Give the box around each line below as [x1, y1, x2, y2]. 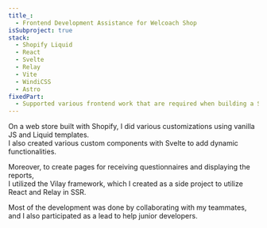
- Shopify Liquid [15, 41, 73, 49]
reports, [8, 171, 34, 180]
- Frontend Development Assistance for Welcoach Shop [15, 19, 197, 27]
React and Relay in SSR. [8, 188, 87, 197]
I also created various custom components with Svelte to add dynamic [8, 139, 238, 148]
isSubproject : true [8, 26, 73, 34]
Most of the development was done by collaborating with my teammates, [8, 203, 247, 212]
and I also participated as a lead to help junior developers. [8, 211, 198, 221]
